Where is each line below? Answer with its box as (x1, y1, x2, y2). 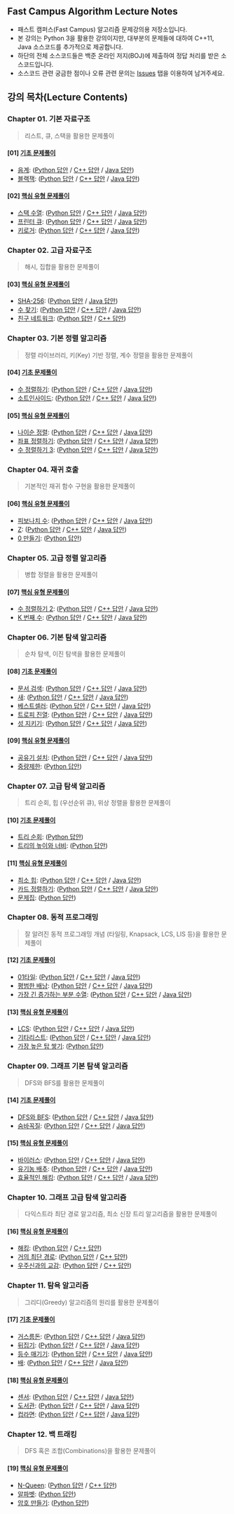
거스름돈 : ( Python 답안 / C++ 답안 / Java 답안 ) (17, 1332, 146, 1340)
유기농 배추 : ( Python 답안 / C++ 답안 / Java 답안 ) (17, 1164, 153, 1173)
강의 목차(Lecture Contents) (7, 91, 128, 104)
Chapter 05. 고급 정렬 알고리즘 (7, 553, 107, 563)
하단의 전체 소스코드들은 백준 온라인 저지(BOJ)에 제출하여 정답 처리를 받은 (17, 51, 219, 60)
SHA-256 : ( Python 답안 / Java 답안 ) (17, 297, 118, 305)
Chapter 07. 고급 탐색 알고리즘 (7, 781, 106, 791)
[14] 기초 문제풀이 (7, 1096, 56, 1104)
